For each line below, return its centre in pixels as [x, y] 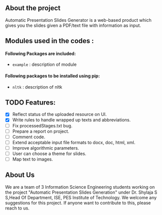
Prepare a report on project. [41, 131]
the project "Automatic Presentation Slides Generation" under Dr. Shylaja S [81, 192]
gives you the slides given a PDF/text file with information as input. [73, 25]
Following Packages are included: [40, 54]
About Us [20, 175]
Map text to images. [32, 159]
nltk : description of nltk [37, 87]
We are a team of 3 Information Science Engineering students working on [80, 187]
